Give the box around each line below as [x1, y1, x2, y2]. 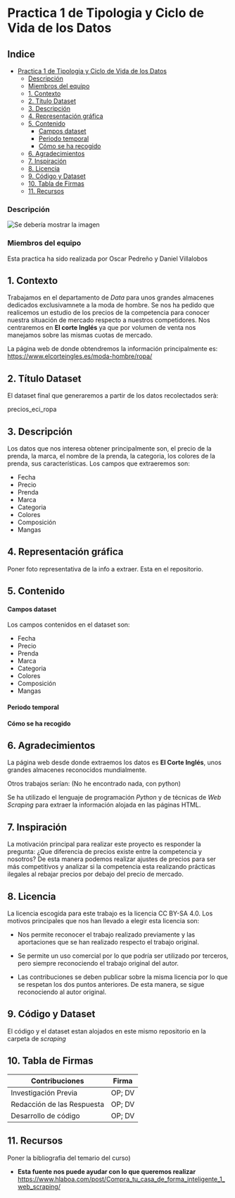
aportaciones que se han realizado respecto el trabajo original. [17, 938, 199, 947]
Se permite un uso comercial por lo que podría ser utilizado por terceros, [17, 951, 229, 960]
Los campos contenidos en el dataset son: [7, 620, 130, 629]
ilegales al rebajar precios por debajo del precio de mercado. [7, 870, 184, 879]
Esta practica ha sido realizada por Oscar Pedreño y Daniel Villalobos [7, 254, 208, 263]
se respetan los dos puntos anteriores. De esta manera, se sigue [17, 980, 205, 989]
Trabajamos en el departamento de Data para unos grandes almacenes [7, 293, 215, 302]
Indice [7, 48, 35, 60]
